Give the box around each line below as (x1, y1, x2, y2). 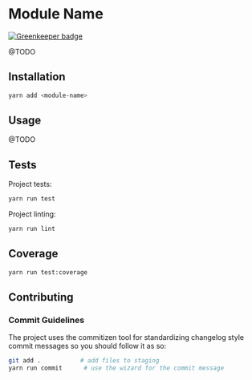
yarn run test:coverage (8, 268, 88, 277)
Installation (8, 70, 66, 84)
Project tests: (8, 180, 52, 189)
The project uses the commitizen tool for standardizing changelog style (8, 333, 245, 342)
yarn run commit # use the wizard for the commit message (8, 364, 225, 373)
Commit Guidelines (8, 314, 85, 325)
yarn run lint (8, 225, 56, 233)
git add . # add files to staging (8, 357, 160, 365)
